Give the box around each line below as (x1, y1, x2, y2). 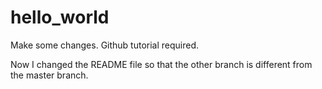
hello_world (10, 6, 110, 29)
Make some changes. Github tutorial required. (10, 39, 200, 51)
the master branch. (10, 69, 89, 81)
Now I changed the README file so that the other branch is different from (10, 58, 313, 70)
